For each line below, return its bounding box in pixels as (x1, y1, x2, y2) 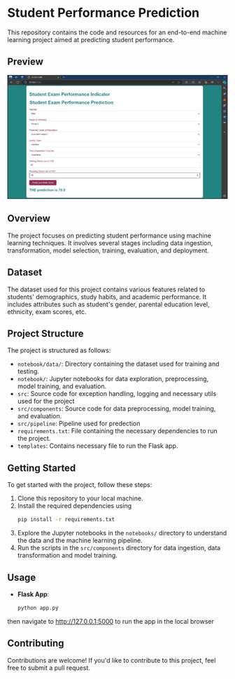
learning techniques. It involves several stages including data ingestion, (7, 238, 213, 247)
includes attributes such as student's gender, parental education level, (7, 300, 210, 308)
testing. (17, 367, 40, 376)
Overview (7, 212, 51, 225)
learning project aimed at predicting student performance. (7, 35, 175, 43)
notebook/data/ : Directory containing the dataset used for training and (17, 359, 220, 369)
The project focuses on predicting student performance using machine (7, 231, 212, 240)
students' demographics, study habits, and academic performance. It (7, 292, 207, 301)
